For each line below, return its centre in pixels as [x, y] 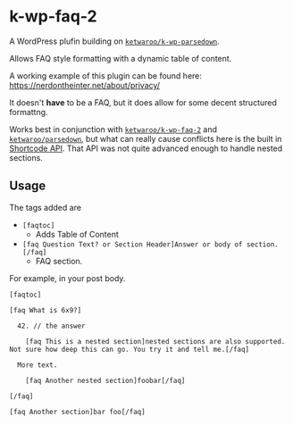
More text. [38, 365]
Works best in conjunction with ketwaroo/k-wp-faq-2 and [113, 129]
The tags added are [46, 207]
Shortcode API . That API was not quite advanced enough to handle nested [146, 148]
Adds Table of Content [77, 234]
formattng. [29, 112]
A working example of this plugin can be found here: [106, 75]
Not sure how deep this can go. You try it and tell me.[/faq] [130, 349]
